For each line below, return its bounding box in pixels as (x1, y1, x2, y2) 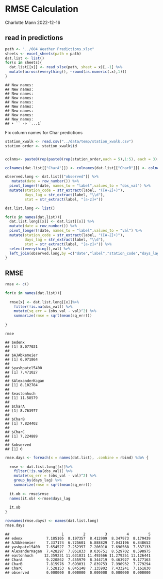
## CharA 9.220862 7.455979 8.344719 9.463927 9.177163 (5, 557, 151, 562)
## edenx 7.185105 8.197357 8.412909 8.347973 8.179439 (5, 536, 151, 541)
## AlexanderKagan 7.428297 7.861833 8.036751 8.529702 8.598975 (5, 549, 151, 554)
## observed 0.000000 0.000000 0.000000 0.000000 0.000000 (5, 570, 151, 575)
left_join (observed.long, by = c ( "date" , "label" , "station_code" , (9, 251, 140, 256)
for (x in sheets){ (5, 60, 42, 65)
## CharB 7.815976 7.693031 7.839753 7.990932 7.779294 (5, 561, 151, 566)
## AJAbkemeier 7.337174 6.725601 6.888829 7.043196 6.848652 (5, 540, 151, 545)
